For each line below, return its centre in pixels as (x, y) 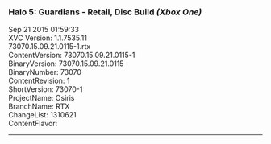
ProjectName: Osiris (42, 98)
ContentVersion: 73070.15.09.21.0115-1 (72, 56)
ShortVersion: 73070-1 (46, 89)
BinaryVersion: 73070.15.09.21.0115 (66, 64)
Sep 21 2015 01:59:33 (44, 30)
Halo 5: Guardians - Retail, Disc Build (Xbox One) (105, 12)
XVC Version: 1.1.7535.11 (48, 38)
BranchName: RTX (39, 106)
